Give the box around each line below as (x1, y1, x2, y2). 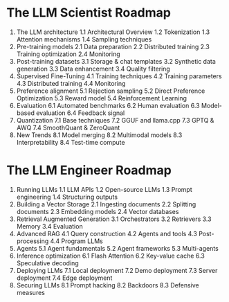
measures (16, 288, 46, 296)
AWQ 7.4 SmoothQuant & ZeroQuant (16, 123, 120, 132)
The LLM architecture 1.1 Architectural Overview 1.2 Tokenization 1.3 (16, 28, 210, 36)
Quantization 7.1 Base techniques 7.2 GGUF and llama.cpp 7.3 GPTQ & (16, 116, 214, 124)
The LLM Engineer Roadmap (6, 163, 172, 178)
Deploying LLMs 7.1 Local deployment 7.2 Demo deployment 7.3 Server (16, 266, 218, 274)
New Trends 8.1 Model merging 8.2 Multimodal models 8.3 (16, 130, 183, 139)
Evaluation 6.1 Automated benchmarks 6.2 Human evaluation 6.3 (16, 101, 200, 109)
